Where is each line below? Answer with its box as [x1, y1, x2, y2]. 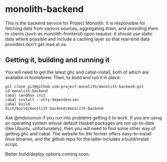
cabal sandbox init [5, 92, 46, 98]
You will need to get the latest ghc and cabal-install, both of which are [5, 69, 149, 75]
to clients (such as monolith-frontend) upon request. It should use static [5, 30, 153, 36]
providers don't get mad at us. [5, 41, 67, 47]
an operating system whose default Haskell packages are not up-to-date [5, 120, 155, 126]
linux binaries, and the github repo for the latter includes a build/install [5, 136, 149, 142]
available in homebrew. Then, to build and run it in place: [5, 74, 121, 80]
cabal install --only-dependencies [5, 97, 79, 102]
